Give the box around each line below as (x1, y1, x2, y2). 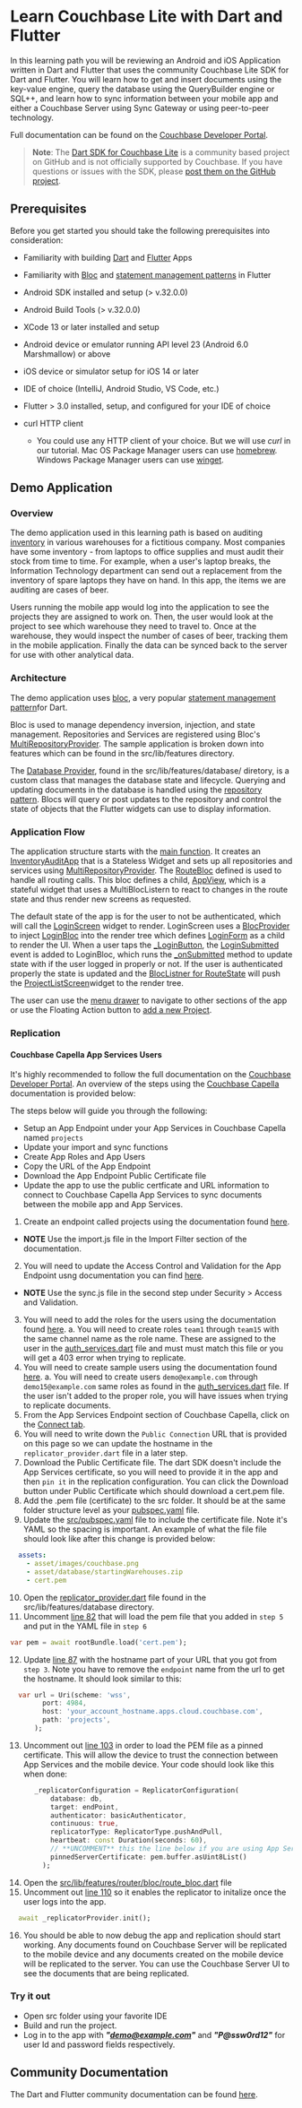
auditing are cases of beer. (10, 584, 109, 595)
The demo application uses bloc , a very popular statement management (10, 692, 276, 703)
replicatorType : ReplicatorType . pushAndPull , (49, 1827, 223, 1836)
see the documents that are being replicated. (22, 1967, 190, 1978)
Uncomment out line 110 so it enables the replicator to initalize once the (22, 1887, 287, 1897)
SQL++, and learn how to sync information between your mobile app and (10, 92, 279, 104)
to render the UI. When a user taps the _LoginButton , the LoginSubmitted (10, 939, 280, 951)
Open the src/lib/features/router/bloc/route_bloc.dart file (22, 1877, 232, 1888)
